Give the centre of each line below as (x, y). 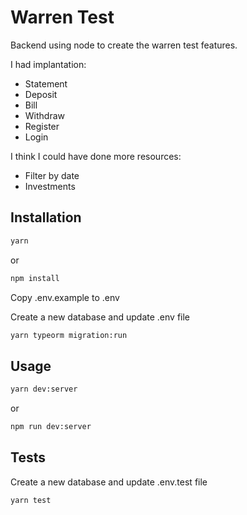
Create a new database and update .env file (100, 317)
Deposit (41, 94)
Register (42, 126)
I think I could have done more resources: (96, 156)
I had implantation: (48, 64)
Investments (50, 186)
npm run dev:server (51, 427)
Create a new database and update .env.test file (109, 482)
